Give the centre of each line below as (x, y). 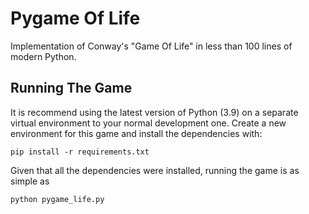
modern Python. (43, 56)
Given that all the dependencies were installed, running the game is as (155, 170)
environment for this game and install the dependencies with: (136, 133)
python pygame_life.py (57, 199)
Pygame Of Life (75, 18)
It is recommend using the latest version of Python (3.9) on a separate (154, 112)
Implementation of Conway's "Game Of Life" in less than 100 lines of (151, 46)
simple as (30, 181)
